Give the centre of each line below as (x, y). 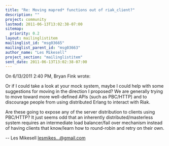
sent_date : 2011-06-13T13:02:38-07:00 (46, 62)
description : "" (22, 15)
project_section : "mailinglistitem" (44, 57)
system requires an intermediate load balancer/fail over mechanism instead (84, 123)
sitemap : (14, 29)
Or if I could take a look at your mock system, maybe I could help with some (84, 86)
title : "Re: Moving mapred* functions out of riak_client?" (70, 10)
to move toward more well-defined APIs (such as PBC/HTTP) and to (76, 97)
